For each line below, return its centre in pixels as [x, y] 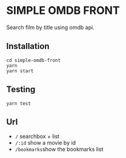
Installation [28, 46]
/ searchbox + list [37, 136]
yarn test [19, 104]
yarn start [20, 71]
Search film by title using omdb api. [51, 27]
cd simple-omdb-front [34, 60]
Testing [21, 89]
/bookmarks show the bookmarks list [59, 150]
